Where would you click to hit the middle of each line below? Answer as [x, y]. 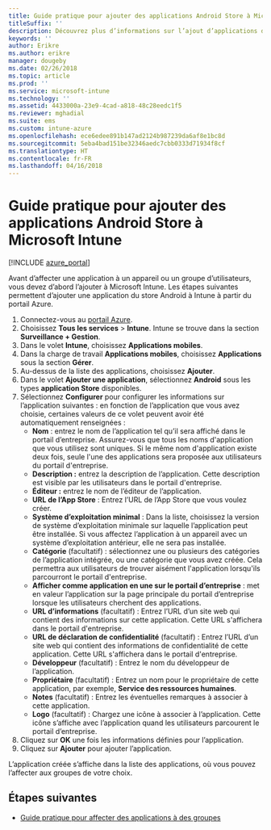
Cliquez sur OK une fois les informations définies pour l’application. [132, 740]
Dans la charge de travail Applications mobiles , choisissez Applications [141, 354]
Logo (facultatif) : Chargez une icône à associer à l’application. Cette [146, 715]
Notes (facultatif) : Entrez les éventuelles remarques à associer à [140, 697]
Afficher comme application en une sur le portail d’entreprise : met [146, 585]
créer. [42, 509]
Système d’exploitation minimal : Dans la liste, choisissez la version [146, 517]
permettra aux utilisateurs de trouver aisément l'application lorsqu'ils [146, 568]
